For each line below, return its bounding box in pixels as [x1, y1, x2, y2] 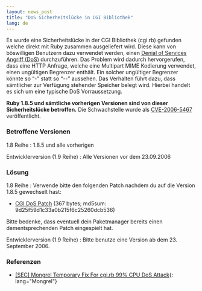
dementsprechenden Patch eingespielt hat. [6, 224, 113, 231]
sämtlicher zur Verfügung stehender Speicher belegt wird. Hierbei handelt [6, 82, 191, 89]
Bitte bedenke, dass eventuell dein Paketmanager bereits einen [6, 218, 163, 225]
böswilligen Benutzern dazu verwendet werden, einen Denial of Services [6, 50, 187, 57]
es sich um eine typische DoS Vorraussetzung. [6, 88, 122, 95]
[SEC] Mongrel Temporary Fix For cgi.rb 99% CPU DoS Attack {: [14, 271, 174, 278]
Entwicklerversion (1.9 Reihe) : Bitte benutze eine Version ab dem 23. [6, 236, 178, 243]
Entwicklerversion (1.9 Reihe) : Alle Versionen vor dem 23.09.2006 [6, 153, 171, 160]
